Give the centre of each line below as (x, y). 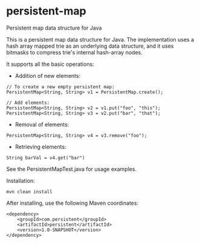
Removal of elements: (42, 124)
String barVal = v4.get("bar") (46, 158)
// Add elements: (28, 103)
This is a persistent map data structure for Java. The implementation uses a (100, 39)
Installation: (21, 181)
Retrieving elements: (40, 147)
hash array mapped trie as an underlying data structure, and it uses (90, 46)
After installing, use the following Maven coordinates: (73, 203)
